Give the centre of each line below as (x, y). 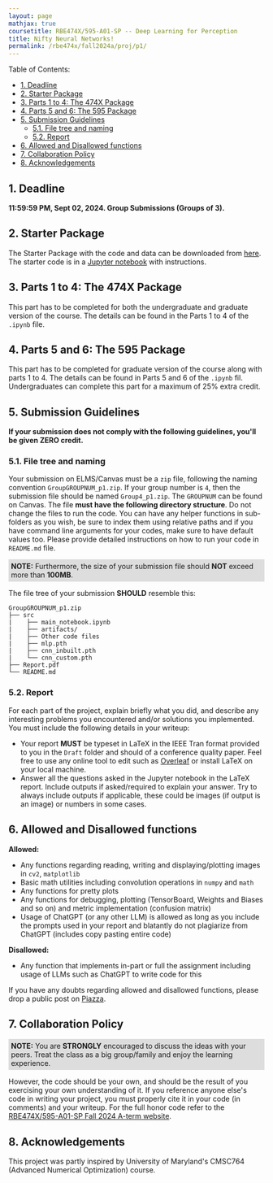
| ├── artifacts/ (43, 630)
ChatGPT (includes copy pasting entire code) (96, 934)
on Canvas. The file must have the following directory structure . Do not (130, 505)
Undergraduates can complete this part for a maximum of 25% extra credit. (134, 386)
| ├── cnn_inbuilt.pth (52, 651)
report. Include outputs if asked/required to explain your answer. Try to (139, 786)
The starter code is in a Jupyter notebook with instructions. (108, 262)
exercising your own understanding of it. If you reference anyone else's (128, 1090)
